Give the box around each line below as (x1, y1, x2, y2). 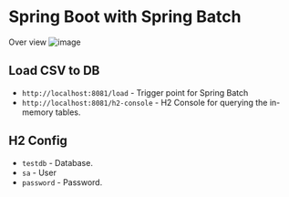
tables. (55, 107, 81, 118)
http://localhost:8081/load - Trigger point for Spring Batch (21, 87, 249, 98)
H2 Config (8, 133, 67, 149)
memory (21, 107, 54, 118)
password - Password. (21, 176, 103, 188)
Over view (8, 36, 47, 47)
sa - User (21, 167, 57, 178)
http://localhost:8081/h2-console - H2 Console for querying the (21, 97, 268, 108)
